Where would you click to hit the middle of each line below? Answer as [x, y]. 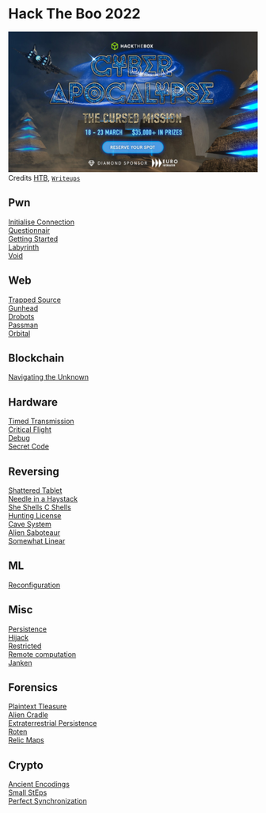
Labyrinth [24, 247]
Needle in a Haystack [43, 498]
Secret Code [29, 447]
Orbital [19, 333]
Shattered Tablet [35, 490]
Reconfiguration [34, 585]
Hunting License [35, 515]
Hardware [33, 402]
